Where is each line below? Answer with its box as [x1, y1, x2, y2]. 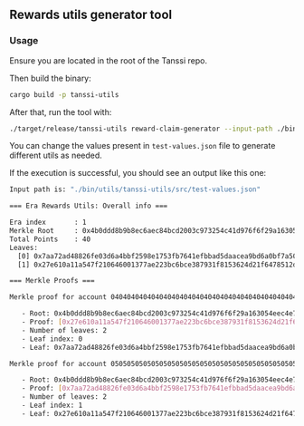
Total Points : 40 [9, 235, 91, 244]
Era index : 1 [9, 218, 88, 228]
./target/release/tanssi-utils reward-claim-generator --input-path [9, 124, 273, 133]
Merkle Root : [9, 227, 79, 236]
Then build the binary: [9, 73, 92, 83]
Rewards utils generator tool [9, 7, 173, 23]
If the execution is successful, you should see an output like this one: [9, 168, 267, 179]
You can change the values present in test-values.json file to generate [9, 140, 276, 151]
